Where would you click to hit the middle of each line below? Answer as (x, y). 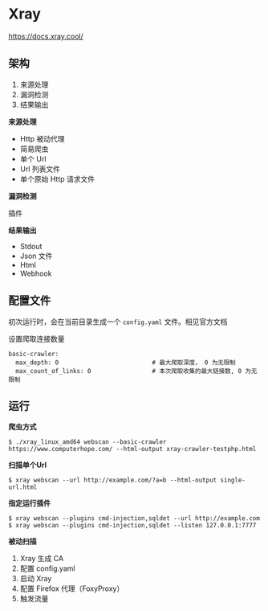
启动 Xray (36, 579)
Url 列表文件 (40, 169)
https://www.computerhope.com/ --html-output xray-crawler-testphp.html (132, 449)
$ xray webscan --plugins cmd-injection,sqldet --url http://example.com (134, 519)
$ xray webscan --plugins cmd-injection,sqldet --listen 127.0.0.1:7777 (132, 526)
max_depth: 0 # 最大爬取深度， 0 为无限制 (126, 363)
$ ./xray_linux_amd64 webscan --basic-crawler (87, 442)
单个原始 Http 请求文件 (57, 178)
